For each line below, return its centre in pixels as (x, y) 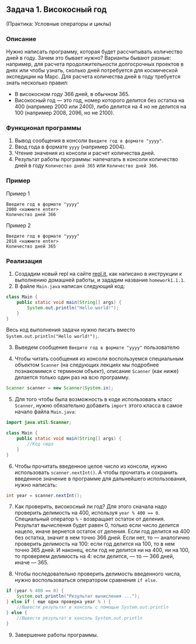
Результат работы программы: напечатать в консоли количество (96, 159)
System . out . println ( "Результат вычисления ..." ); (78, 597)
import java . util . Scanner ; (39, 423)
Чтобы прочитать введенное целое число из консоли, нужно (91, 466)
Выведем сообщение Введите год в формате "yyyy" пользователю (97, 347)
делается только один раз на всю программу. (72, 378)
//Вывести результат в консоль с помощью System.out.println (92, 607)
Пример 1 (18, 193)
